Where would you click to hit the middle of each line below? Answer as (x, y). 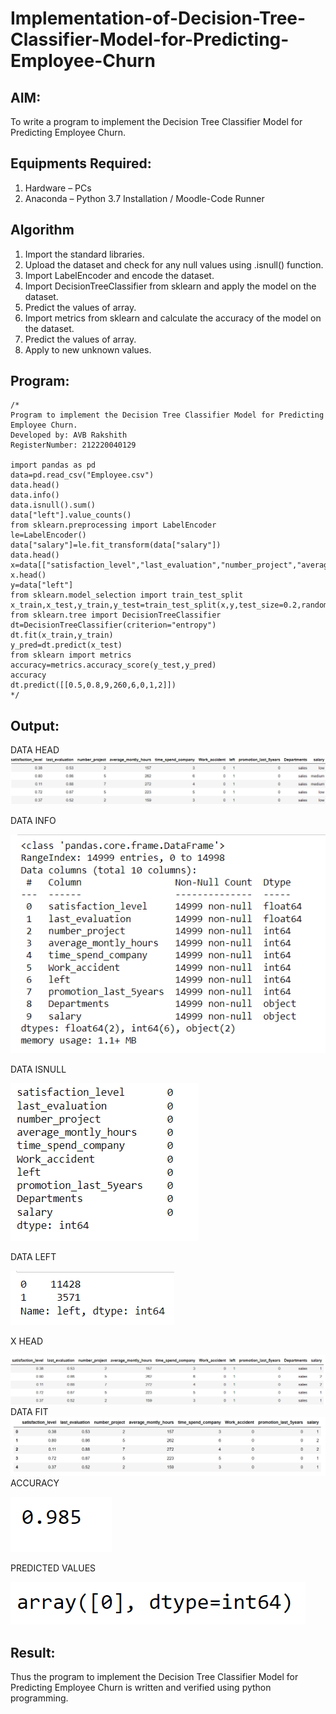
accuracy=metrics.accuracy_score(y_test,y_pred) (113, 665)
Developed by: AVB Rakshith (69, 435)
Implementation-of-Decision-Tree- (158, 18)
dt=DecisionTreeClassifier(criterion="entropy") (113, 625)
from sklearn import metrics (71, 655)
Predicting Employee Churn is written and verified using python (141, 1688)
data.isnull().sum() (53, 505)
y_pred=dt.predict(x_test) (66, 645)
